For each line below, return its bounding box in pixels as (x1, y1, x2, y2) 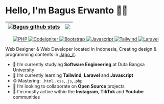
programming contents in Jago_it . (5, 51, 77, 57)
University (12, 67, 35, 73)
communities (12, 94, 40, 100)
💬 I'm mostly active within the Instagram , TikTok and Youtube (12, 88, 144, 94)
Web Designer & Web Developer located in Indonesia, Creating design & (5, 46, 157, 52)
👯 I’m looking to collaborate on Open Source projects (12, 83, 125, 89)
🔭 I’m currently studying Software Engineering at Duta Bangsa (12, 61, 145, 67)
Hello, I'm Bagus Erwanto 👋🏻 (5, 5, 128, 16)
